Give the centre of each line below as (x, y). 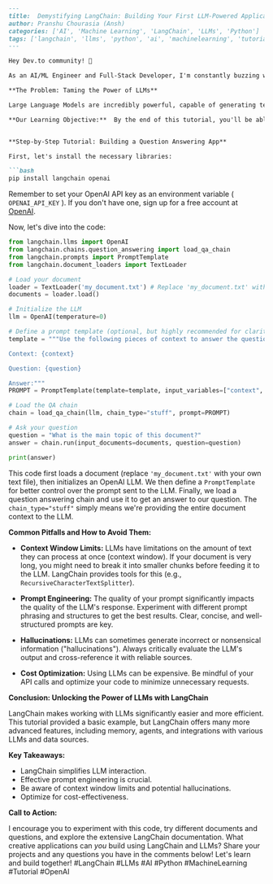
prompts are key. (85, 624)
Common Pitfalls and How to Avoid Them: (80, 532)
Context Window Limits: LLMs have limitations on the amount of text (136, 548)
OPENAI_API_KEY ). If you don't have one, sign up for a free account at (123, 203)
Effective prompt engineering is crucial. (86, 779)
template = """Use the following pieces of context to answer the (123, 339)
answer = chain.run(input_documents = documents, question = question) (125, 443)
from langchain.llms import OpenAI (69, 242)
